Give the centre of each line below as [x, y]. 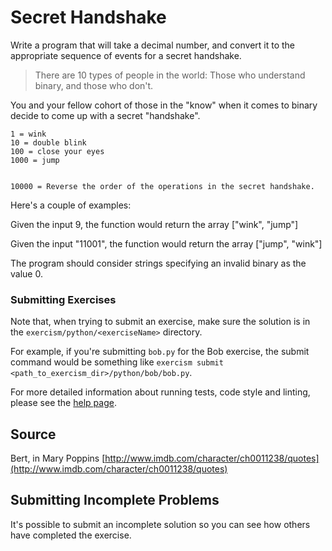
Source [33, 434]
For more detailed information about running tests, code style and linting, [160, 392]
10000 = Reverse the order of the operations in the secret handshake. [162, 186]
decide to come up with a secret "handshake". [105, 115]
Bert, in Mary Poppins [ [58, 458]
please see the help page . [63, 403]
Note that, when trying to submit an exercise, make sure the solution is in [160, 322]
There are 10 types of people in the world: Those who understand [170, 75]
